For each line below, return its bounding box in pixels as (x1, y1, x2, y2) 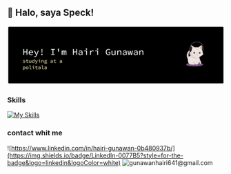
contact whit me (7, 128, 63, 138)
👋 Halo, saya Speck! (7, 7, 94, 19)
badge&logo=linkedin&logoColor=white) (7, 158, 121, 166)
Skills (7, 95, 26, 105)
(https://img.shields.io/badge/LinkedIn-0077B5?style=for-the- (7, 151, 184, 159)
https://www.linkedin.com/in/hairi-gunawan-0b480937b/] (11, 144, 176, 152)
